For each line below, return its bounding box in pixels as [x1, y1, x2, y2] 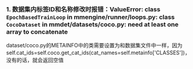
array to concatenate [6, 28, 69, 36]
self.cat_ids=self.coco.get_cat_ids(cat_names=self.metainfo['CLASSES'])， [6, 49, 191, 57]
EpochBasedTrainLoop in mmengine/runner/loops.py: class [6, 13, 175, 21]
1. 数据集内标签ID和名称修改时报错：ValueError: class [6, 5, 161, 13]
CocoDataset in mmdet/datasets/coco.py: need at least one [6, 20, 179, 28]
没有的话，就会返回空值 [6, 57, 64, 64]
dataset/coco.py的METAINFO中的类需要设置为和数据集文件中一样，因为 [6, 42, 183, 49]
